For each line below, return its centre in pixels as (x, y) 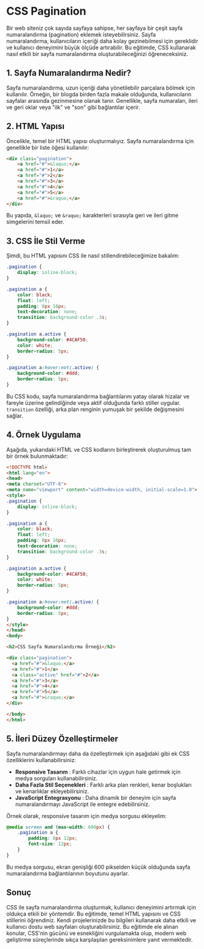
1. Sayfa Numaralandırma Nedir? (69, 73)
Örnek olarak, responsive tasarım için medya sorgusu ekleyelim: (86, 816)
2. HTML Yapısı (36, 126)
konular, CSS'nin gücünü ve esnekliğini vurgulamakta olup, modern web (97, 933)
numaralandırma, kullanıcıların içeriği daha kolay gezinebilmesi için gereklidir (102, 41)
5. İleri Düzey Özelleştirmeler (62, 739)
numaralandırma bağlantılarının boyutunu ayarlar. (68, 873)
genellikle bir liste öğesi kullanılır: (48, 147)
